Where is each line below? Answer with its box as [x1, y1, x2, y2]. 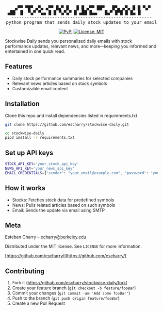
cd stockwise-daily [5, 131, 45, 136]
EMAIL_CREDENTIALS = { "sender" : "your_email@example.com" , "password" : [5, 170, 149, 175]
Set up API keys [5, 148, 53, 157]
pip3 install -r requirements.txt [5, 135, 75, 140]
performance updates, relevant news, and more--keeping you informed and [5, 43, 157, 49]
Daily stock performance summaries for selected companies [12, 75, 133, 81]
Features [5, 63, 33, 71]
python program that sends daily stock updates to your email [6, 20, 157, 25]
